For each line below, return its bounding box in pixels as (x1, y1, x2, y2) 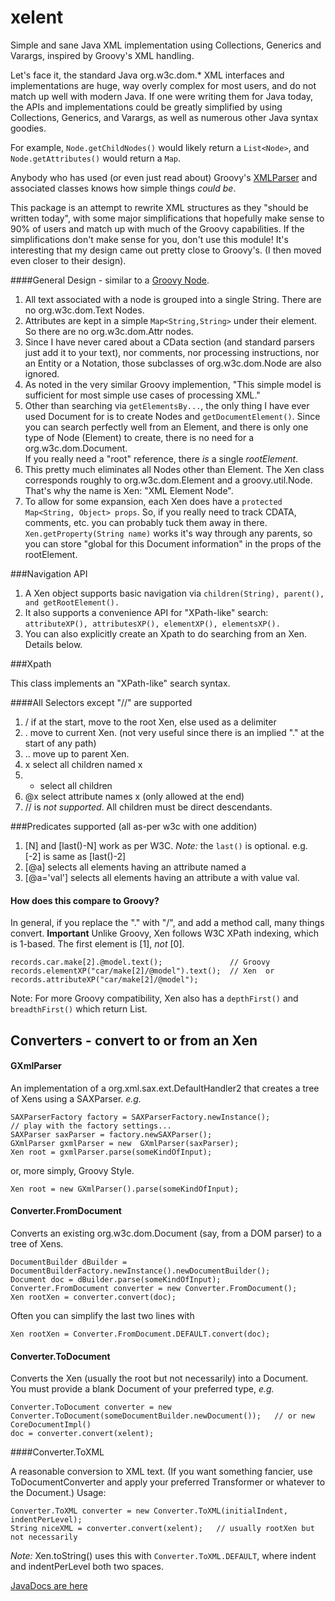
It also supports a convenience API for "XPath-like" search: (24, 606, 269, 618)
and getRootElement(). (24, 597, 120, 608)
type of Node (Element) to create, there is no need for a (24, 431, 255, 443)
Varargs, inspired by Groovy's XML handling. (10, 49, 195, 61)
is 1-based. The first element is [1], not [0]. (10, 938, 185, 950)
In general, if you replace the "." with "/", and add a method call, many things (10, 917, 325, 929)
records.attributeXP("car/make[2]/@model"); (10, 975, 199, 985)
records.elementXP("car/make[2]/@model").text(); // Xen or (10, 966, 275, 976)
